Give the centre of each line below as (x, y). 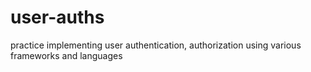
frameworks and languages (66, 55)
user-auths (57, 17)
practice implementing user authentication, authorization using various (156, 45)
